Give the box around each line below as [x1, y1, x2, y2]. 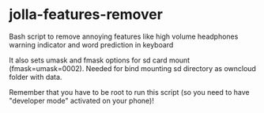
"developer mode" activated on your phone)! [9, 96, 155, 105]
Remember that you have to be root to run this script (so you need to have [9, 87, 250, 96]
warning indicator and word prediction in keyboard [9, 40, 174, 49]
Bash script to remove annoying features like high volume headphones [9, 32, 239, 41]
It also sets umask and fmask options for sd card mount [9, 55, 190, 65]
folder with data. [9, 72, 62, 81]
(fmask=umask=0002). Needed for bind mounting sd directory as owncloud [9, 63, 256, 73]
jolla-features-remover [9, 6, 163, 24]
